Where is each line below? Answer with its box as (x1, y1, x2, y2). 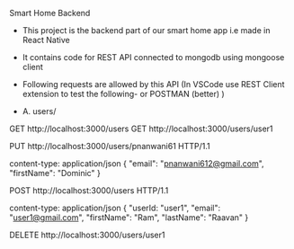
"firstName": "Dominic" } (9, 168, 102, 178)
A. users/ (22, 106, 57, 116)
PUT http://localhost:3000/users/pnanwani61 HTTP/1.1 (9, 141, 210, 151)
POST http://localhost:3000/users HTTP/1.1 (9, 185, 169, 196)
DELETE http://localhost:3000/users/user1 (9, 229, 165, 240)
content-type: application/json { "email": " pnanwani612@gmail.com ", (9, 158, 264, 169)
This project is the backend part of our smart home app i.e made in (22, 25, 271, 35)
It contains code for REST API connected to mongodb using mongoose (22, 52, 285, 62)
